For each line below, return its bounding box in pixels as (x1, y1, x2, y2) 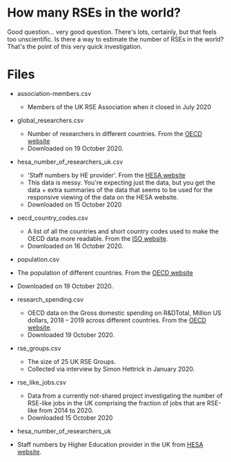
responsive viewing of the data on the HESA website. (27, 193, 179, 201)
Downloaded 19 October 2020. (27, 330, 115, 339)
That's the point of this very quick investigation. (7, 42, 143, 50)
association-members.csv (17, 89, 92, 97)
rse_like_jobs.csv (17, 378, 67, 386)
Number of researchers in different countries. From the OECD (27, 129, 202, 137)
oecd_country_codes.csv (17, 213, 88, 222)
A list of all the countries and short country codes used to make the (27, 227, 219, 235)
